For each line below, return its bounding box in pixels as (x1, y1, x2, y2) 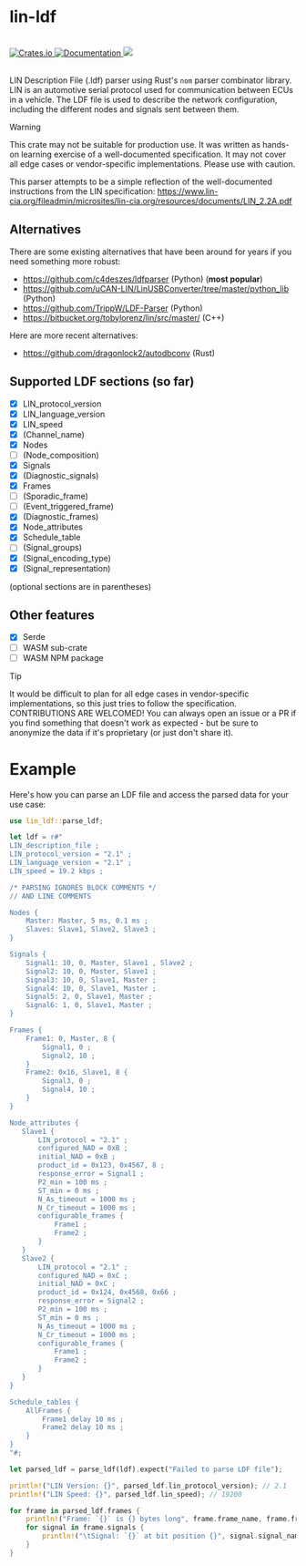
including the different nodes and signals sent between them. (9, 103, 240, 115)
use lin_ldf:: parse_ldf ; (9, 816, 104, 826)
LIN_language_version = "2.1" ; (9, 859, 132, 868)
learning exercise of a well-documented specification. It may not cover (21, 149, 287, 160)
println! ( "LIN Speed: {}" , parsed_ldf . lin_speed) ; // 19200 (9, 1489, 243, 1499)
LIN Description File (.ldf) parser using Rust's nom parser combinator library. (9, 75, 292, 86)
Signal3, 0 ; (42, 1077, 92, 1086)
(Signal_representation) (22, 562, 111, 573)
